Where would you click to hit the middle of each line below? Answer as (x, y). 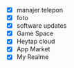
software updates (41, 26)
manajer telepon (40, 10)
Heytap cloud (36, 42)
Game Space (35, 33)
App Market (33, 49)
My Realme (33, 57)
